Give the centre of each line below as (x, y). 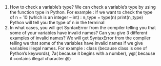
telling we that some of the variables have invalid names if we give (76, 43)
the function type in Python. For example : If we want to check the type (81, 12)
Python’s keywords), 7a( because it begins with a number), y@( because (82, 53)
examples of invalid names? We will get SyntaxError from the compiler (80, 38)
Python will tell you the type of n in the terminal (57, 22)
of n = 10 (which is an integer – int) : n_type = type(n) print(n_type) (76, 17)
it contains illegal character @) (40, 58)
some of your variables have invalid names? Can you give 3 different (79, 33)
